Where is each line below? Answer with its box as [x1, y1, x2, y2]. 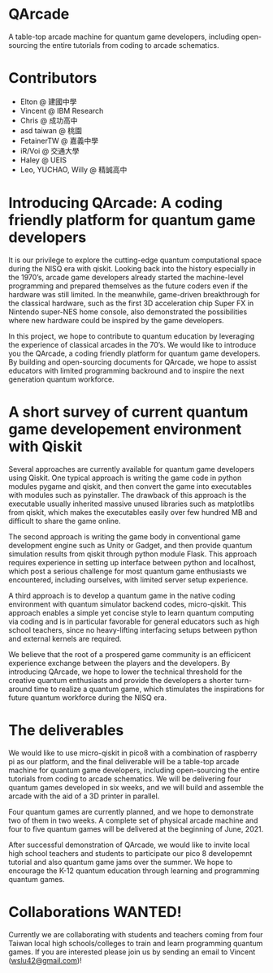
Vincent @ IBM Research [19, 106, 104, 115]
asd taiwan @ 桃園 [19, 125, 83, 135]
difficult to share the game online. [8, 516, 121, 525]
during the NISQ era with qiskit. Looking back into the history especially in [8, 263, 256, 273]
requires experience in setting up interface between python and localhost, [8, 557, 257, 567]
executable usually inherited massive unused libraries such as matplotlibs [8, 499, 254, 508]
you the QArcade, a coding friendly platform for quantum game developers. [8, 348, 261, 358]
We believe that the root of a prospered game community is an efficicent [8, 649, 251, 659]
